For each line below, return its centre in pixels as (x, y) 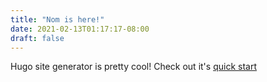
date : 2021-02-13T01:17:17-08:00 (80, 29)
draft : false (37, 38)
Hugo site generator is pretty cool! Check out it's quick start (133, 67)
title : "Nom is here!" (57, 19)
